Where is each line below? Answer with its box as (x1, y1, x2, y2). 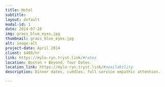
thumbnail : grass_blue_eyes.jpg (5, 36, 74, 41)
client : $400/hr (5, 50, 40, 55)
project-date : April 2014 (5, 46, 60, 51)
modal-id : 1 (5, 21, 31, 27)
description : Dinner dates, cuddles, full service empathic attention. (5, 70, 160, 75)
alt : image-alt (5, 41, 38, 46)
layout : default (5, 17, 40, 22)
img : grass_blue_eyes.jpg (5, 31, 60, 36)
